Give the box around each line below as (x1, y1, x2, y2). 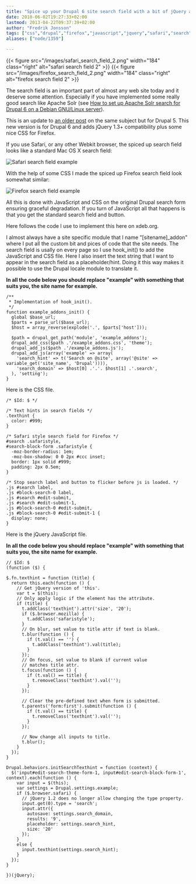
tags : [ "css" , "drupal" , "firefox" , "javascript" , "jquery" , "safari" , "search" (6, 30, 192, 36)
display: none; (11, 516, 48, 521)
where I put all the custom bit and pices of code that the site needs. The (6, 240, 179, 247)
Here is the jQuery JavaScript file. (6, 531, 87, 538)
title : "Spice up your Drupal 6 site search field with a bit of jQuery (6, 8, 187, 15)
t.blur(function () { (21, 632, 75, 637)
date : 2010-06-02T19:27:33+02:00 (6, 14, 87, 20)
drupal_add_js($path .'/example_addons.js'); (11, 345, 124, 351)
